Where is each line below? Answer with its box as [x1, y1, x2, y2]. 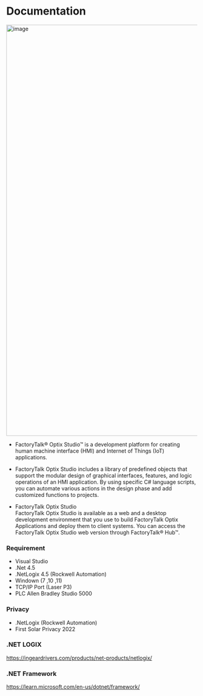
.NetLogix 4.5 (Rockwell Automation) [15, 570, 107, 578]
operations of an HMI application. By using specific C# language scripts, [15, 478, 196, 485]
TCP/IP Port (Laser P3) [15, 584, 72, 591]
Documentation [6, 4, 87, 18]
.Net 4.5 [15, 564, 35, 572]
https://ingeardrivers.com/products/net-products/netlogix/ [6, 654, 153, 661]
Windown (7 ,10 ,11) [15, 577, 62, 584]
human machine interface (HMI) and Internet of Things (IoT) [15, 447, 165, 454]
